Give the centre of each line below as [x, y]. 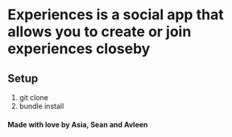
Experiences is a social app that [116, 15]
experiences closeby [79, 49]
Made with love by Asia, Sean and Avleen [78, 124]
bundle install [41, 106]
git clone [34, 97]
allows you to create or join [99, 32]
